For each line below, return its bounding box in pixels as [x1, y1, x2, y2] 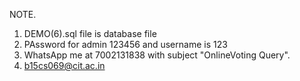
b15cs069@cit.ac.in [23, 60, 106, 71]
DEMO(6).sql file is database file [23, 28, 157, 39]
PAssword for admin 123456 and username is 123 [23, 39, 228, 50]
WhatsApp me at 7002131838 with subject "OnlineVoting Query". [23, 49, 291, 61]
